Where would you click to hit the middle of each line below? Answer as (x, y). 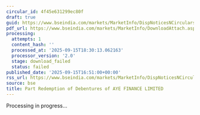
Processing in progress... (37, 106)
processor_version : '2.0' (44, 56)
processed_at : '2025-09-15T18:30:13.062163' (68, 50)
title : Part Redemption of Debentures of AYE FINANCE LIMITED (85, 89)
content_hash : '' (33, 45)
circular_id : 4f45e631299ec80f (45, 12)
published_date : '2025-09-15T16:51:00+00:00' (63, 72)
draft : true (21, 17)
